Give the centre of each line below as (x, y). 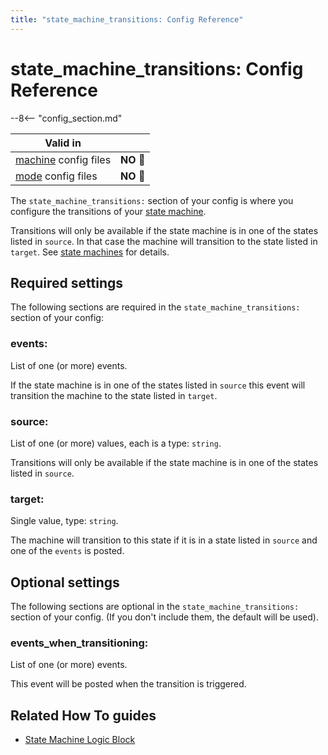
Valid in (63, 143)
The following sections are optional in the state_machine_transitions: (155, 607)
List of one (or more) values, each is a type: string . (116, 443)
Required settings (67, 282)
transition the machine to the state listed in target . (114, 395)
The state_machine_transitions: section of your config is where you (152, 200)
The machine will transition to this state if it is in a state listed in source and (164, 540)
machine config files (63, 159)
